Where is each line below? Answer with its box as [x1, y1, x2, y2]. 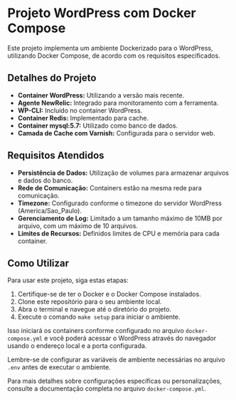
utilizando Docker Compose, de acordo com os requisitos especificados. [7, 51, 220, 60]
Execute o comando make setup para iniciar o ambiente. [17, 312, 181, 322]
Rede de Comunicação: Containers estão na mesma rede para [17, 183, 203, 192]
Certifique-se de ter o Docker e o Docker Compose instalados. [17, 290, 201, 299]
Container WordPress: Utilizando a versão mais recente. [17, 91, 185, 99]
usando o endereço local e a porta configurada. [7, 342, 147, 350]
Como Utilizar [7, 257, 70, 269]
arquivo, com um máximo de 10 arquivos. [17, 221, 139, 230]
